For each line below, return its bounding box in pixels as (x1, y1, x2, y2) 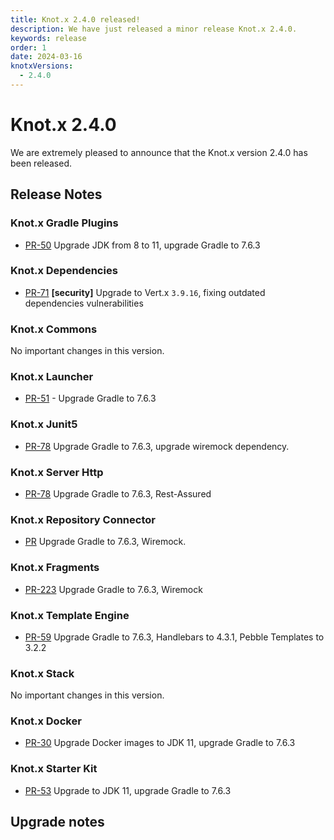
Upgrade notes (10, 814, 105, 831)
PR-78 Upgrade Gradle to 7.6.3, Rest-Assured (24, 487, 212, 500)
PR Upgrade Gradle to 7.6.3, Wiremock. (24, 536, 187, 548)
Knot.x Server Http (10, 465, 104, 479)
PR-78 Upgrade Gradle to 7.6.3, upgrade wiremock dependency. (24, 440, 290, 452)
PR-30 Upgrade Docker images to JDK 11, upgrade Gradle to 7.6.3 (24, 737, 296, 749)
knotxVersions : (10, 61, 74, 71)
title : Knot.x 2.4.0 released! (10, 14, 141, 25)
